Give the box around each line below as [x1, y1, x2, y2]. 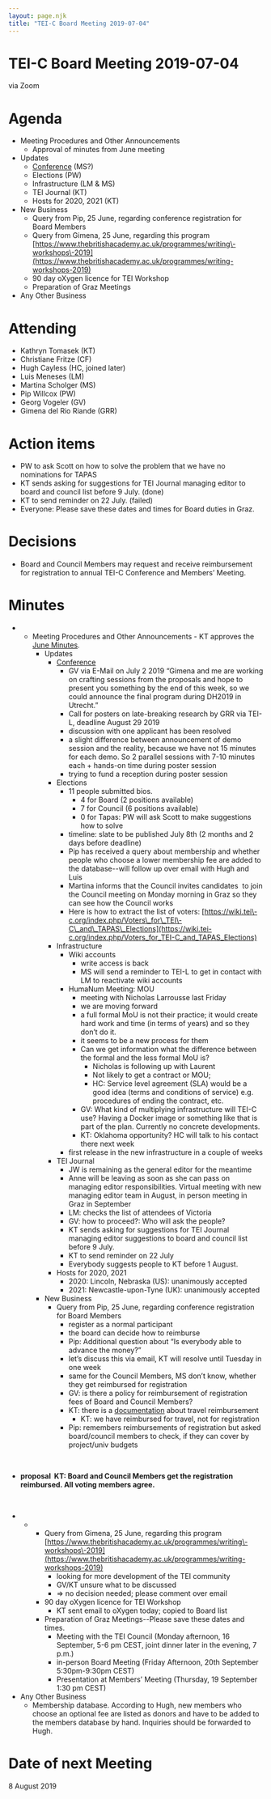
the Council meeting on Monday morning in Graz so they [68, 889, 257, 899]
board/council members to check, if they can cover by [68, 1432, 249, 1441]
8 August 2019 [8, 1781, 57, 1791]
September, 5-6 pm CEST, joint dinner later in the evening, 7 [56, 1640, 257, 1650]
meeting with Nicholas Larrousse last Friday [80, 993, 227, 1003]
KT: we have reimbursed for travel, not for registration [80, 1414, 260, 1424]
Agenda [8, 109, 62, 128]
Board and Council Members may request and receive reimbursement [19, 559, 253, 569]
